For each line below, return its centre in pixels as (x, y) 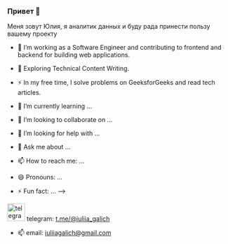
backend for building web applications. (74, 55)
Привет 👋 (24, 11)
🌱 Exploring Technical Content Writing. (73, 69)
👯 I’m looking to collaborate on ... (65, 120)
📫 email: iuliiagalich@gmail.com (64, 233)
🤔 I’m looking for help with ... (59, 133)
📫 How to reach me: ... (51, 161)
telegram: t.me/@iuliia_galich (68, 219)
